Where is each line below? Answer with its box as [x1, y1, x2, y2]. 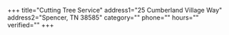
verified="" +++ [7, 21, 54, 29]
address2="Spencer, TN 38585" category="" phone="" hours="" [7, 13, 199, 22]
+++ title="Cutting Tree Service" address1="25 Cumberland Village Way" [7, 6, 223, 14]
